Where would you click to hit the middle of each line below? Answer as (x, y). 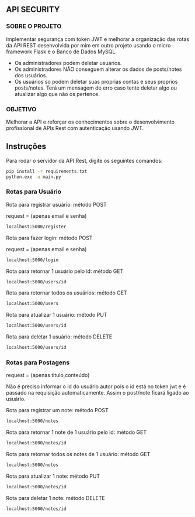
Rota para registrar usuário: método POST (56, 204)
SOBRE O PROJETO (34, 26)
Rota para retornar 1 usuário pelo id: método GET (65, 271)
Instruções (26, 147)
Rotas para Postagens (38, 362)
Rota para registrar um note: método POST (58, 410)
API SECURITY (33, 10)
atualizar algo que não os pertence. (57, 94)
